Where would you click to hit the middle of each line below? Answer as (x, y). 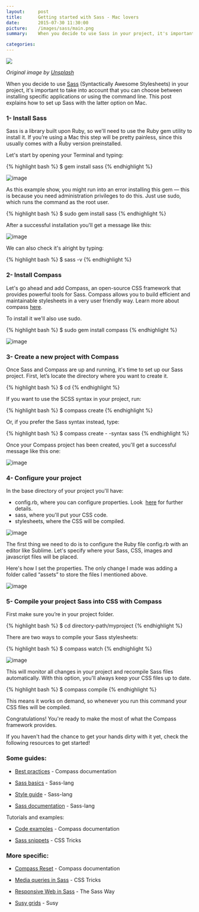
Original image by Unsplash (40, 72)
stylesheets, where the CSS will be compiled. (70, 521)
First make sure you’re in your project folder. (60, 614)
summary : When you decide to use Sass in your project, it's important (100, 34)
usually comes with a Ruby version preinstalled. (64, 144)
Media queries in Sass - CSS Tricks (58, 880)
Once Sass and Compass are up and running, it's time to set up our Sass (95, 369)
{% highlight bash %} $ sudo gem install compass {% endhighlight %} (92, 330)
